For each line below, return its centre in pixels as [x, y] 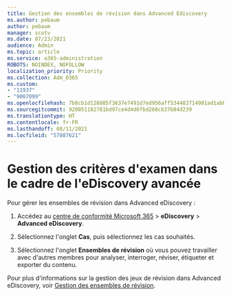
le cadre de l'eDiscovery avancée [104, 184]
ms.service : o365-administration [55, 59]
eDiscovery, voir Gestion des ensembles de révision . [81, 286]
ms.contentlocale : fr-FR [43, 122]
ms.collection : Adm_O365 [43, 77]
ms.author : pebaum [33, 20]
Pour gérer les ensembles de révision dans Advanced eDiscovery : [101, 203]
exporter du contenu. [47, 265]
